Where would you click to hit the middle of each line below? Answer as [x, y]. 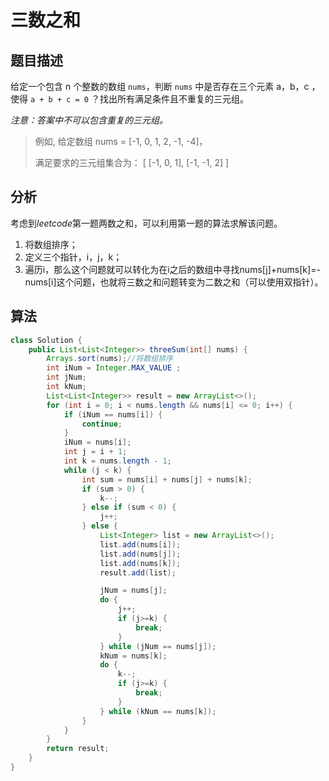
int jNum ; [66, 377]
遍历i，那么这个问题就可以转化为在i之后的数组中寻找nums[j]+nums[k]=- [172, 269]
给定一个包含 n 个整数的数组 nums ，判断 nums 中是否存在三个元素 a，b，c [160, 86]
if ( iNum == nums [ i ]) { [113, 414]
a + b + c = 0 [59, 100]
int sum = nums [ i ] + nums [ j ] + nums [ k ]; [167, 479]
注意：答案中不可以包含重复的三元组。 [89, 120]
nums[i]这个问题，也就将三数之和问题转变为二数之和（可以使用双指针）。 [174, 282]
